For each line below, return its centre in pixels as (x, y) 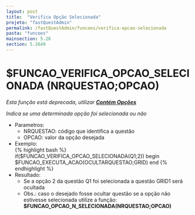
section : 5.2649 (26, 45)
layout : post (22, 11)
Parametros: (29, 125)
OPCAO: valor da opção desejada (64, 137)
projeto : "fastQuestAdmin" (39, 22)
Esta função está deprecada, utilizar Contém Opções (71, 102)
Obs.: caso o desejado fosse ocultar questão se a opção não (97, 193)
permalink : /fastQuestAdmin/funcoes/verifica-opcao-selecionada (86, 28)
